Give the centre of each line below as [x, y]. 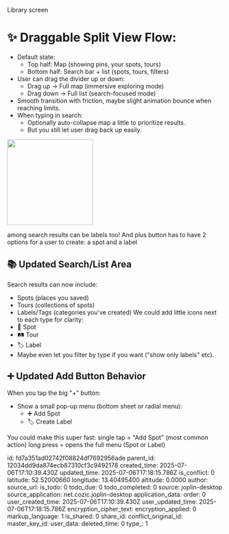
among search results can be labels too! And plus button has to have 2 [107, 234]
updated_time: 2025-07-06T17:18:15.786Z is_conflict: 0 [137, 472]
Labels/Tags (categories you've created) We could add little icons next [117, 312]
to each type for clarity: [50, 319]
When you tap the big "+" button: [54, 393]
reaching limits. [38, 108]
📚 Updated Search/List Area [70, 264]
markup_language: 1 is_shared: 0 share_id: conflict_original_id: [95, 516]
